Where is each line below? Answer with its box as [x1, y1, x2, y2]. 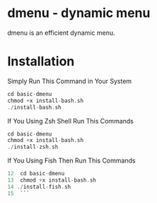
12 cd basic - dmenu [7, 170, 65, 177]
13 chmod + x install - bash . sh [7, 177, 97, 184]
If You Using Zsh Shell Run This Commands [7, 116, 134, 125]
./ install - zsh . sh [7, 143, 59, 150]
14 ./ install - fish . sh [7, 183, 71, 190]
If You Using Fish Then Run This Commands [7, 156, 136, 165]
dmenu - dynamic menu [7, 5, 151, 21]
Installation [7, 53, 75, 70]
